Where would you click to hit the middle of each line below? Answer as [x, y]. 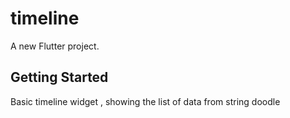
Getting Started [59, 77]
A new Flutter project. [55, 46]
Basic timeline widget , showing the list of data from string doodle [145, 101]
